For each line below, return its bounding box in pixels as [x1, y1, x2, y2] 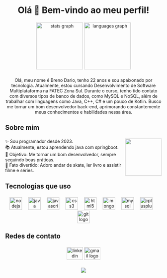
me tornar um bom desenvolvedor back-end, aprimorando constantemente [6, 104, 161, 110]
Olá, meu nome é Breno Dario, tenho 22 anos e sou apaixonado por [14, 77, 153, 83]
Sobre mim [5, 123, 40, 132]
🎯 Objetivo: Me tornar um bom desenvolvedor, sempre [5, 152, 116, 158]
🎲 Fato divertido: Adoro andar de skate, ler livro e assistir [5, 162, 122, 168]
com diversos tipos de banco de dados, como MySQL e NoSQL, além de [9, 93, 158, 99]
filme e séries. [5, 167, 34, 174]
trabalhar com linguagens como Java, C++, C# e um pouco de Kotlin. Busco [5, 98, 162, 104]
